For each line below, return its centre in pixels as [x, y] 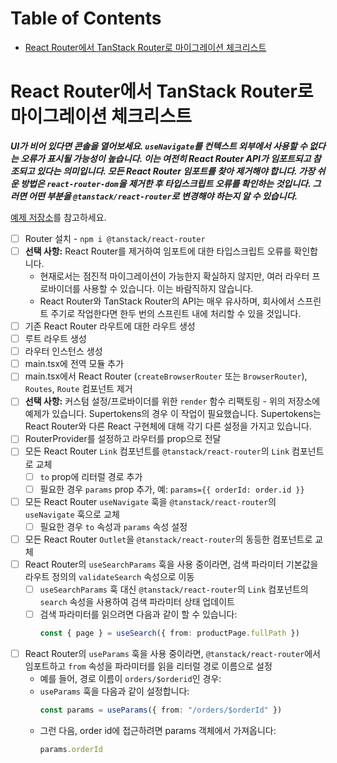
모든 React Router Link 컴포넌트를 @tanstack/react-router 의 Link [157, 451]
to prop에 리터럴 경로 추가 [91, 476]
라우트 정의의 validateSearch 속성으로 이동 [109, 576]
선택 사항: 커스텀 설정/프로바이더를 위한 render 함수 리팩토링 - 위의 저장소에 [172, 401]
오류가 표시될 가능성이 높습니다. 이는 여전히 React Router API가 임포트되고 [166, 158]
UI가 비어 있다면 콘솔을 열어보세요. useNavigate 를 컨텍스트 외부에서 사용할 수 [159, 146]
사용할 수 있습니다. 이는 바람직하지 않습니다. [168, 288]
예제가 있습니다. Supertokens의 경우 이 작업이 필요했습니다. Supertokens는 [173, 414]
